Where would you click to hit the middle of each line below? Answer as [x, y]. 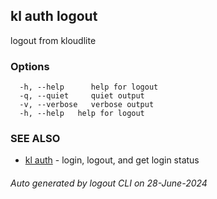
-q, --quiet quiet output [82, 96]
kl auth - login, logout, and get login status [112, 160]
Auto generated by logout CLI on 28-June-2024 [109, 183]
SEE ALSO [35, 139]
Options [30, 66]
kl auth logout [54, 16]
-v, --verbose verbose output [87, 105]
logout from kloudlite [53, 40]
